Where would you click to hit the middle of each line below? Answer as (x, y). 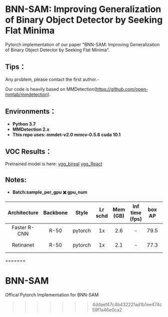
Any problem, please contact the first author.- (52, 79)
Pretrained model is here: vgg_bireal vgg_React (54, 164)
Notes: (16, 180)
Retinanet (23, 245)
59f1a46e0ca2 (107, 310)
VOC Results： (28, 151)
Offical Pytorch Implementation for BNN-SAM (52, 295)
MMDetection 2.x (31, 129)
